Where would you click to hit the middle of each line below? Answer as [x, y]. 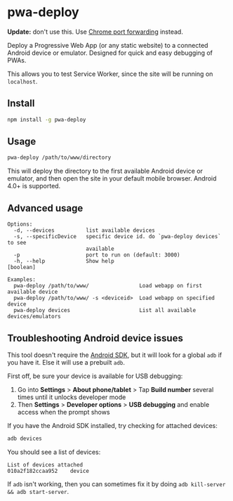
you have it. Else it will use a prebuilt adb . [66, 362]
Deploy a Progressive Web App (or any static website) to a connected [108, 45]
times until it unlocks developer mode [72, 397]
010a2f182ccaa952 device [48, 471]
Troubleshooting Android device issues [95, 338]
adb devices [25, 438]
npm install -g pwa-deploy [47, 119]
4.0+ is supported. [34, 186]
